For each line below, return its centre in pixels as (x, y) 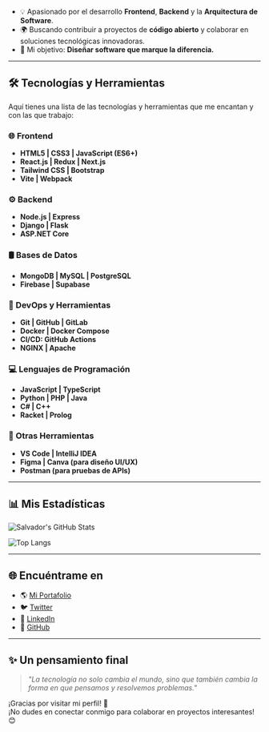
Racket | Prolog (46, 415)
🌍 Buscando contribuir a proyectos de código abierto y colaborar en (134, 30)
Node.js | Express (50, 217)
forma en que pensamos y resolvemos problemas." (112, 688)
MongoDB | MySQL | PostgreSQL (76, 276)
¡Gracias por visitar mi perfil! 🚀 (58, 703)
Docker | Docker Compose (64, 331)
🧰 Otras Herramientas (51, 436)
